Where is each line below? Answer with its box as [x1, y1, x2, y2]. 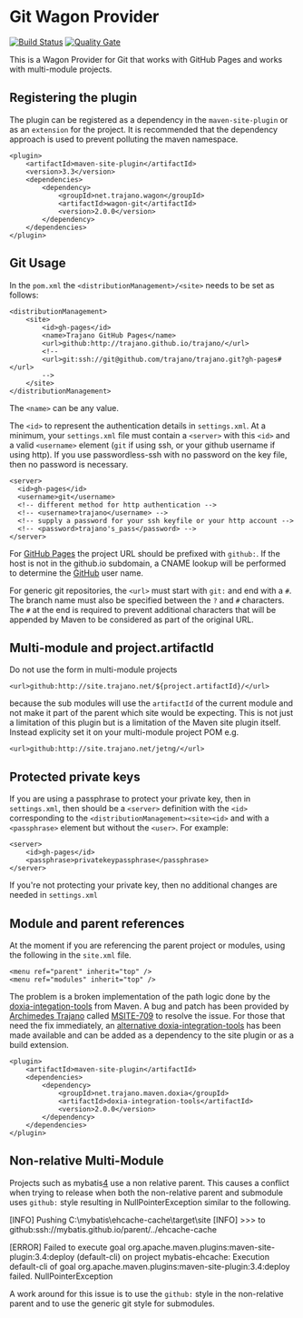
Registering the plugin [9, 90, 138, 106]
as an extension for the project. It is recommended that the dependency [9, 124, 279, 135]
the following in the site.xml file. [9, 950, 132, 961]
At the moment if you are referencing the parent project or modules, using [9, 940, 286, 951]
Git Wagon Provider [9, 6, 160, 27]
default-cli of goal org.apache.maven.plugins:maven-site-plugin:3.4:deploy [9, 1261, 290, 1272]
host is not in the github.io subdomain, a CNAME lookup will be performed [9, 558, 287, 568]
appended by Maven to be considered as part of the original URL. [9, 614, 254, 625]
